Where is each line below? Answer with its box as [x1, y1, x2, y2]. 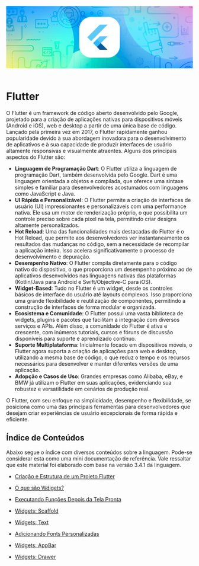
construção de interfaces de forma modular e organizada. [14, 303, 156, 311]
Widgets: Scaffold [14, 507, 59, 514]
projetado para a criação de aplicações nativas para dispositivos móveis [6, 116, 182, 123]
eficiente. [6, 415, 30, 423]
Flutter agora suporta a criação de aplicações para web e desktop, [14, 347, 178, 354]
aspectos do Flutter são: [6, 154, 66, 161]
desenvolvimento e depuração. [14, 253, 91, 260]
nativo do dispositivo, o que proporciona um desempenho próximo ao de [14, 266, 192, 273]
